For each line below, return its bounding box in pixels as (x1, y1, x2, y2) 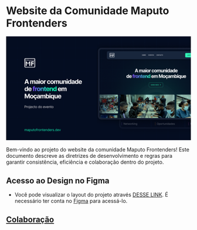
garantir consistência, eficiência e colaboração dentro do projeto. (6, 158, 164, 165)
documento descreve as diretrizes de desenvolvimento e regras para (6, 153, 173, 160)
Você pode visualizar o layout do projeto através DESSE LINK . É (14, 191, 168, 198)
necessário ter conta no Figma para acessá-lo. (14, 198, 128, 205)
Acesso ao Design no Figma (6, 175, 110, 185)
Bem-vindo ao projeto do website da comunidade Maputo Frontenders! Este (6, 146, 189, 153)
